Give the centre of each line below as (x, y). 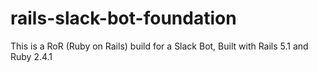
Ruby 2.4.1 (31, 56)
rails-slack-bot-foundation (123, 18)
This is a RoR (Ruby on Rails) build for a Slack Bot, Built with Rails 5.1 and (159, 46)
